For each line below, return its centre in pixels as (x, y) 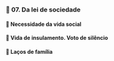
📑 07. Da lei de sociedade (43, 10)
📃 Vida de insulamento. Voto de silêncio (57, 38)
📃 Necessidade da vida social (44, 24)
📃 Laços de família (29, 51)
